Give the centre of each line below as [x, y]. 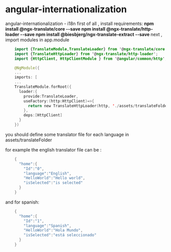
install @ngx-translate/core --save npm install [55, 29]
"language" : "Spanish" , [48, 225]
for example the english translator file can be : [53, 149]
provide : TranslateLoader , [51, 96]
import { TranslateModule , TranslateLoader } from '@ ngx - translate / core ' [91, 49]
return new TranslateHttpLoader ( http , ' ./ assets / [82, 106]
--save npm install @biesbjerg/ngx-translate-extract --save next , [91, 34]
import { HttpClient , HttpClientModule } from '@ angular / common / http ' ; [91, 59]
